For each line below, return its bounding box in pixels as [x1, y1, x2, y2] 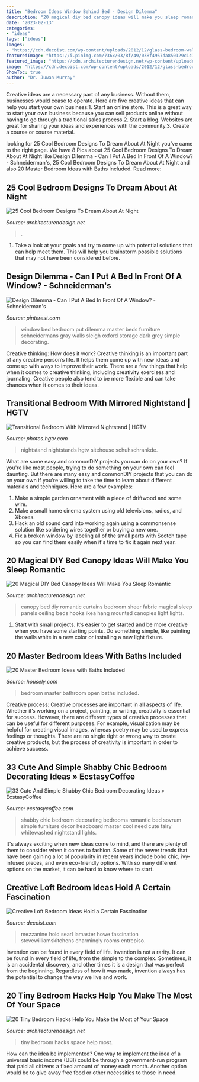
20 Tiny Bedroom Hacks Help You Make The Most [6, 991, 192, 1001]
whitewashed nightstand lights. [20, 829, 97, 836]
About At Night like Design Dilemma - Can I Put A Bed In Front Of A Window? [6, 153, 193, 160]
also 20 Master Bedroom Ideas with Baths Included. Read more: [6, 165, 162, 172]
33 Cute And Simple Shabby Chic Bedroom [6, 762, 168, 772]
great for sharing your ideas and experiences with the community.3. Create [6, 123, 190, 130]
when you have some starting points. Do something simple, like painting [14, 627, 191, 635]
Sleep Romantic [6, 565, 66, 575]
